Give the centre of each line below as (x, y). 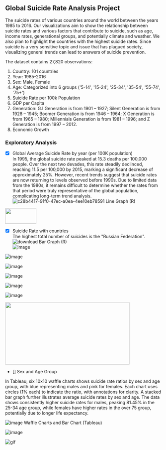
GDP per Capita (28, 103)
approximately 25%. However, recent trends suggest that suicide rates (84, 175)
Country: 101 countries (35, 71)
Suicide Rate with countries (40, 231)
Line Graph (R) (121, 201)
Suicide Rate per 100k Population (46, 98)
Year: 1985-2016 (29, 76)
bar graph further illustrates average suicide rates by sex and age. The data (83, 397)
